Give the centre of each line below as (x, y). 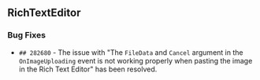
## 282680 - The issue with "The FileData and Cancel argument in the (131, 52)
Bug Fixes (27, 35)
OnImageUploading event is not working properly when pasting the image (136, 60)
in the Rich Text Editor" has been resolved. (88, 69)
